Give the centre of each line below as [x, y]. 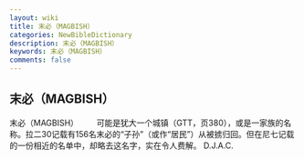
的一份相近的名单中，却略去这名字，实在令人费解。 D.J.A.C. [122, 145]
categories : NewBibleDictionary [71, 35]
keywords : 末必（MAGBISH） [58, 52]
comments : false [40, 60]
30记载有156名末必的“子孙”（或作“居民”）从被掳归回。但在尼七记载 [168, 134]
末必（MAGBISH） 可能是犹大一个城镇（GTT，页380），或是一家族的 [147, 123]
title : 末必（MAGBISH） [52, 26]
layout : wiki [34, 18]
